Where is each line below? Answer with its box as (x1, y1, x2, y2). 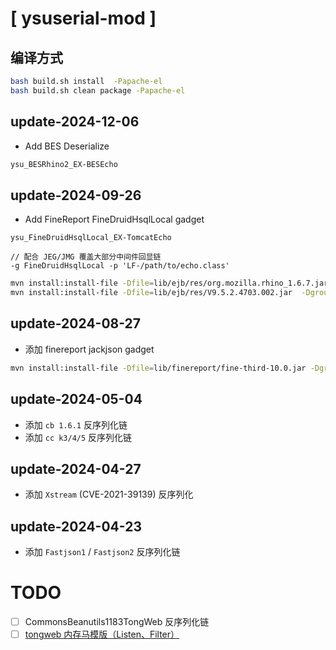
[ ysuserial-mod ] (10, 7, 157, 30)
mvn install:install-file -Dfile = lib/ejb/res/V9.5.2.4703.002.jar (10, 288, 293, 298)
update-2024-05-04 (10, 391, 143, 408)
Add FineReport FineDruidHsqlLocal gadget (24, 213, 205, 226)
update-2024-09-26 (10, 187, 142, 204)
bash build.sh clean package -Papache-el (10, 85, 186, 96)
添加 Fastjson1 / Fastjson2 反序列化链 (24, 546, 181, 558)
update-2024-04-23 (10, 518, 142, 535)
